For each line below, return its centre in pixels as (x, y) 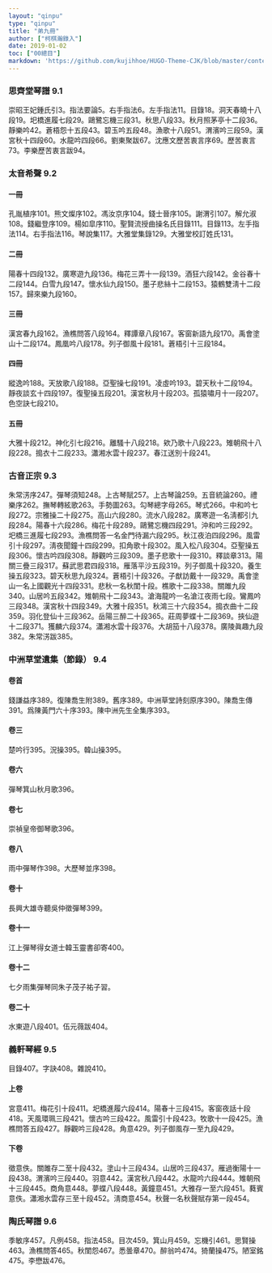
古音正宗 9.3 (33, 476)
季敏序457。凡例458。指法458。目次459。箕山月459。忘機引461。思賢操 (132, 1241)
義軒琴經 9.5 (32, 1050)
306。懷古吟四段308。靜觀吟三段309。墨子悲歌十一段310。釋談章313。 (136, 556)
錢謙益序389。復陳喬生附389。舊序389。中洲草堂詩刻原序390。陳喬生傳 (131, 700)
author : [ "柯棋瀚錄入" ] (45, 38)
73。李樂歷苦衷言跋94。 (49, 151)
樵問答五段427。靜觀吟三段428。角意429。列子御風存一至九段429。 (123, 1128)
